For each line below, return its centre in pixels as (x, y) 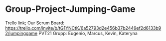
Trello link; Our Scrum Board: (35, 23)
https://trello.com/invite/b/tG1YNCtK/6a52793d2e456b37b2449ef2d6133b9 (83, 28)
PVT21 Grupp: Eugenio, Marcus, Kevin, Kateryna (88, 33)
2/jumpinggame (21, 33)
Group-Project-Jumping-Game (70, 9)
